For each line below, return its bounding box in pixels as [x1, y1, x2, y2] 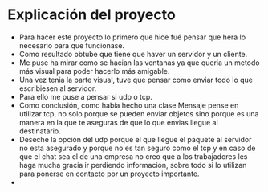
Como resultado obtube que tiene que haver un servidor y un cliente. [18, 49, 248, 59]
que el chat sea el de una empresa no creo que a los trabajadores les [18, 151, 248, 161]
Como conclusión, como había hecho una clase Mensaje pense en [18, 100, 239, 110]
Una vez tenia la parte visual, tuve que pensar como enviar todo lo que [18, 75, 254, 84]
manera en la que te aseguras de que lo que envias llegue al [18, 117, 218, 127]
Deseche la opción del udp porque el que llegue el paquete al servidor [18, 134, 252, 144]
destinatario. [18, 126, 61, 136]
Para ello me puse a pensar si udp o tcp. [18, 92, 153, 101]
